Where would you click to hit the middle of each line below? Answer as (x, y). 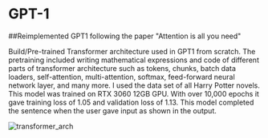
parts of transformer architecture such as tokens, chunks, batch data (122, 68)
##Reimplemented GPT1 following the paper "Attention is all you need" (125, 36)
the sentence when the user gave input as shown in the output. (112, 110)
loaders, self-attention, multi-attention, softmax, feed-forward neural (122, 77)
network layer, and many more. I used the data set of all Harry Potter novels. (134, 85)
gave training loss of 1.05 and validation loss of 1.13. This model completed (131, 102)
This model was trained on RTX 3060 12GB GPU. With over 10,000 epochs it (134, 93)
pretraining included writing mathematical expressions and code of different (134, 60)
